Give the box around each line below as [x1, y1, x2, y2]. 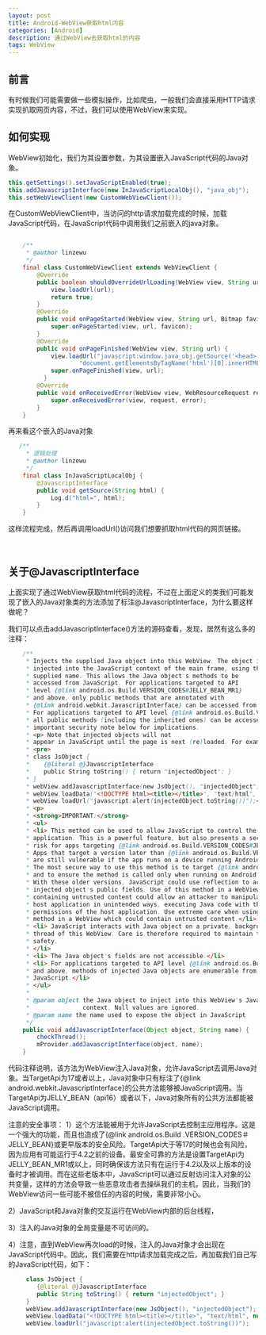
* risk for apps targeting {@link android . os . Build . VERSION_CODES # [25, 842, 253, 850]
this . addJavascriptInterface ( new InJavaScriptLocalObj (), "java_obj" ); [8, 186, 249, 194]
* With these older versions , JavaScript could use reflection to [25, 878, 249, 887]
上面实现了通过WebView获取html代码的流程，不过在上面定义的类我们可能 [8, 587, 248, 597]
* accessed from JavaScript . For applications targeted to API [25, 679, 239, 687]
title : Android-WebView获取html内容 [8, 19, 124, 27]
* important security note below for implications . [25, 723, 200, 731]
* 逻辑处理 [25, 450, 57, 458]
